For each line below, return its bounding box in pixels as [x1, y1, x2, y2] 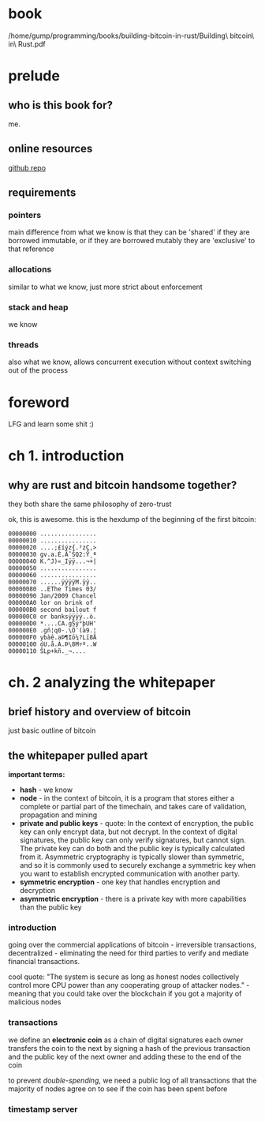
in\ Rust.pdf [8, 39, 46, 48]
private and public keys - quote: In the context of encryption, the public [19, 819, 254, 828]
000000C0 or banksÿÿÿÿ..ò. [8, 613, 97, 621]
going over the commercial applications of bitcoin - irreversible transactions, [8, 940, 256, 950]
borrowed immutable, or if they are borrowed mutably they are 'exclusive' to [8, 236, 256, 246]
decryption [19, 886, 56, 895]
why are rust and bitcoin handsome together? [8, 478, 237, 492]
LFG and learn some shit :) [8, 419, 95, 429]
